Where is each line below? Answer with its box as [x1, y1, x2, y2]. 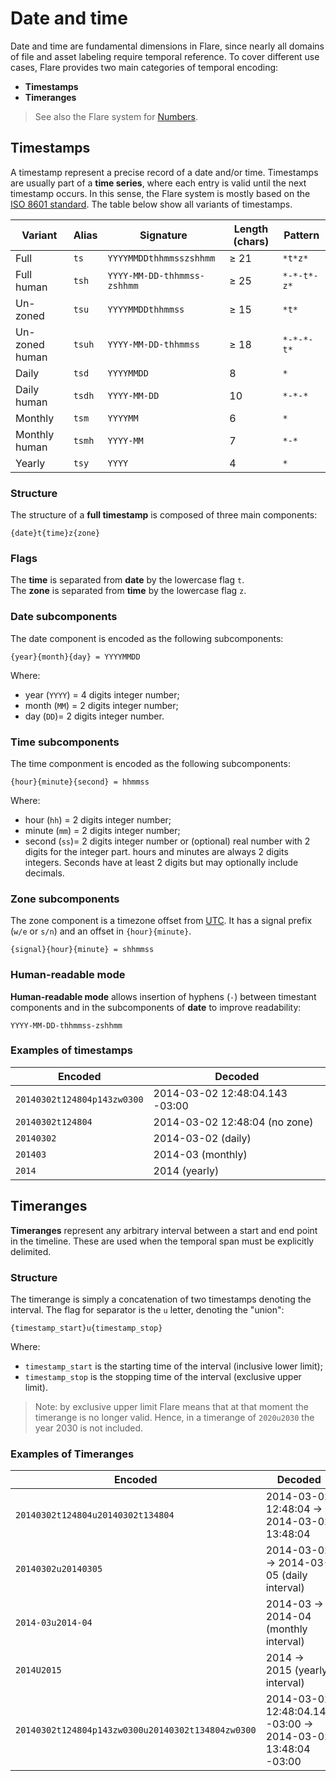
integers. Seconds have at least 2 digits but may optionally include [24, 856, 299, 868]
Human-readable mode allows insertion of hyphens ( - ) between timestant [10, 990, 317, 1002]
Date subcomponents [10, 610, 118, 624]
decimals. [24, 867, 65, 879]
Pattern [283, 228, 320, 242]
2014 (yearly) [153, 1163, 220, 1177]
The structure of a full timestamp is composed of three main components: [10, 509, 318, 521]
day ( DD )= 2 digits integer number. [24, 710, 165, 722]
